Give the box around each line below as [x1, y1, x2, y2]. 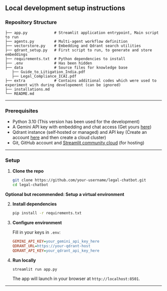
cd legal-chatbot [12, 183, 49, 188]
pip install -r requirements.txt [12, 211, 82, 216]
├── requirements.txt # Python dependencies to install [5, 56, 126, 61]
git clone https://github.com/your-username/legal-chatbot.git [12, 178, 147, 183]
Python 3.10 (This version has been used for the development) [12, 118, 140, 124]
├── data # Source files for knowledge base [5, 65, 128, 70]
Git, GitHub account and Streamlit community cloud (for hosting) [12, 139, 145, 146]
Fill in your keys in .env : [12, 229, 61, 235]
